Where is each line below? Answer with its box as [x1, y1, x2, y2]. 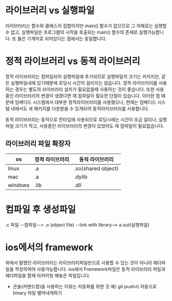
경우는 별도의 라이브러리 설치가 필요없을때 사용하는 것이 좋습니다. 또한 [14, 86, 155, 92]
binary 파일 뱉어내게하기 [12, 290, 63, 296]
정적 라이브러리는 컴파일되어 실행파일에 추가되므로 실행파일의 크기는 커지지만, [5, 73, 161, 80]
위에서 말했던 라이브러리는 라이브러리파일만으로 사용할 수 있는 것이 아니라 [5, 259, 152, 266]
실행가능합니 [139, 29, 164, 35]
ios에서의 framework [5, 241, 93, 253]
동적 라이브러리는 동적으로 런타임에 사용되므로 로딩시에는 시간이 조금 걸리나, [5, 116, 158, 122]
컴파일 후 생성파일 [5, 203, 76, 215]
